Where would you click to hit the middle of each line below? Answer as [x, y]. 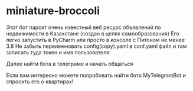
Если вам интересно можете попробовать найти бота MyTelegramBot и [96, 75]
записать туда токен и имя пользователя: [58, 52]
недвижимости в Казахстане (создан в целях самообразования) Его [93, 33]
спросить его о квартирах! [40, 82]
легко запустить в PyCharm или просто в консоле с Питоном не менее [95, 40]
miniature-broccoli [53, 11]
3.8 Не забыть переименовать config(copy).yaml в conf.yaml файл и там [97, 46]
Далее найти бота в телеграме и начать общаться [70, 64]
